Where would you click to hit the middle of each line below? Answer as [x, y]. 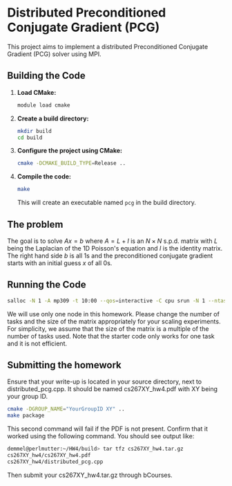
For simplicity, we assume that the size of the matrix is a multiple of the [108, 328]
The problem [35, 224]
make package [26, 416]
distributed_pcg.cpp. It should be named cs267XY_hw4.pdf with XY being [113, 389]
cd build [30, 137]
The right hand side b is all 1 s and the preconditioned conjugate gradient [110, 255]
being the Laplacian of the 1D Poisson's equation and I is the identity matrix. [115, 248]
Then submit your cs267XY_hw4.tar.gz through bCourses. [90, 475]
